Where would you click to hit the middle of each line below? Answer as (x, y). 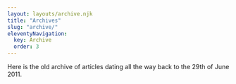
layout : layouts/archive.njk (50, 14)
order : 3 (26, 47)
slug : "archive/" (33, 27)
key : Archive (33, 40)
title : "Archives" (34, 20)
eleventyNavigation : (38, 34)
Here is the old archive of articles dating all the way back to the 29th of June (118, 67)
